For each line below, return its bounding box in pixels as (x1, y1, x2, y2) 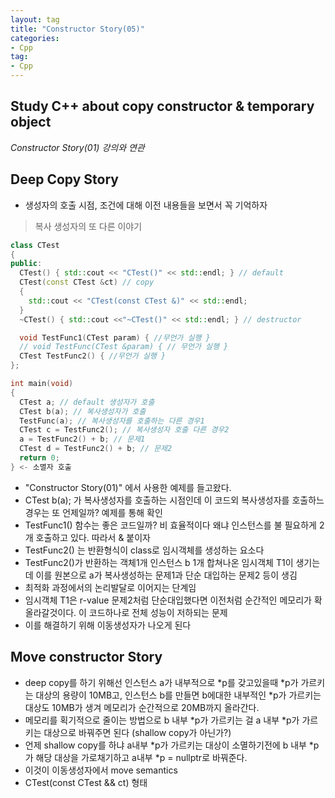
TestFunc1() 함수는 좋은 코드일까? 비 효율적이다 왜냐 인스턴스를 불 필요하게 (24, 519, 318, 531)
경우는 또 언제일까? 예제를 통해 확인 (24, 506, 163, 518)
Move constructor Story (10, 649, 163, 666)
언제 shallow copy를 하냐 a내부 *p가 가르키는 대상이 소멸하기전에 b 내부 (24, 739, 307, 751)
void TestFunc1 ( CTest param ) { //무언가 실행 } (19, 332, 211, 343)
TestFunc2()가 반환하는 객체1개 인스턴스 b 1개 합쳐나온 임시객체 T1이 (24, 556, 294, 568)
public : (10, 259, 43, 269)
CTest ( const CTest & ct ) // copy (19, 277, 155, 288)
